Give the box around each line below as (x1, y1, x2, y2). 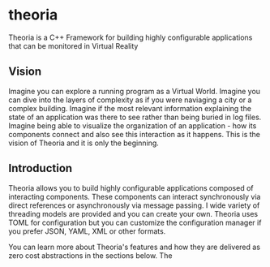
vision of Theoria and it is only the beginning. (8, 138, 160, 148)
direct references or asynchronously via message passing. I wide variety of (8, 200, 260, 210)
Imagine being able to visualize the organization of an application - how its (8, 120, 257, 131)
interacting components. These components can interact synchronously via (8, 192, 261, 201)
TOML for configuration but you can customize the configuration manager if (8, 217, 262, 227)
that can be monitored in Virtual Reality (8, 41, 139, 50)
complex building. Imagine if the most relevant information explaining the (8, 103, 251, 113)
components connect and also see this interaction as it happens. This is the (8, 129, 261, 139)
